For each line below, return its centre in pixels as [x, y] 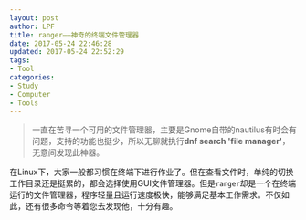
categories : [32, 78]
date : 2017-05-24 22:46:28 [61, 43]
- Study [24, 86]
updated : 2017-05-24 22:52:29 [67, 52]
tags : [20, 60]
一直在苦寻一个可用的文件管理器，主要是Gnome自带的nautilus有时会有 [164, 130]
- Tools [24, 103]
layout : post [34, 18]
